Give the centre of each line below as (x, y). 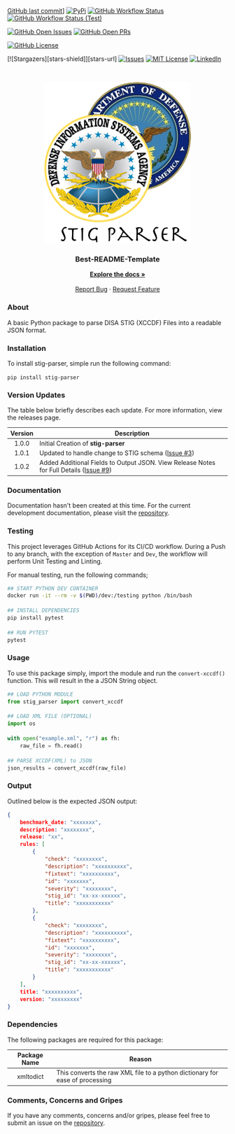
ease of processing (84, 1080)
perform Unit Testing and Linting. (55, 561)
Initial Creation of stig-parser (82, 443)
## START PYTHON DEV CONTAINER (53, 588)
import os (22, 724)
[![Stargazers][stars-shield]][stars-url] (62, 59)
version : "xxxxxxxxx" (51, 999)
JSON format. (27, 330)
